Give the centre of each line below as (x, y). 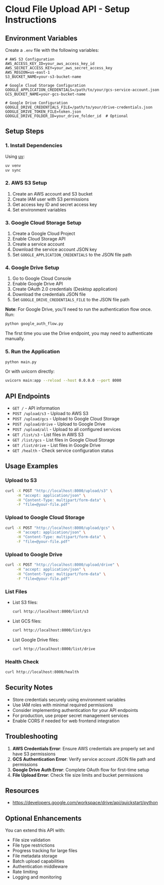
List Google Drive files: (36, 640)
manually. (15, 339)
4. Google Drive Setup (32, 267)
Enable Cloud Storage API (39, 239)
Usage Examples (32, 466)
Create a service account (38, 244)
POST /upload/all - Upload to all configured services (67, 430)
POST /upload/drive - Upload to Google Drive (59, 424)
